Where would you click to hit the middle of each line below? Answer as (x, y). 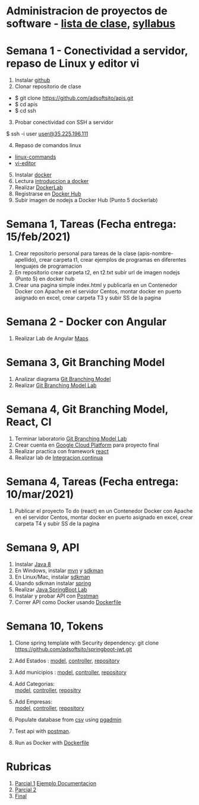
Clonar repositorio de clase (48, 86)
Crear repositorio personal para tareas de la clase (75, 253)
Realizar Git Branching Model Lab (56, 385)
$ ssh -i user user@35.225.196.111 (47, 134)
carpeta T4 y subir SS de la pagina (57, 524)
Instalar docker (33, 175)
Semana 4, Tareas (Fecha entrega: (93, 482)
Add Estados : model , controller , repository (67, 661)
